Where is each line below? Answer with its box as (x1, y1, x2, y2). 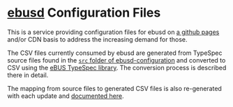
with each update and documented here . (7, 92, 124, 100)
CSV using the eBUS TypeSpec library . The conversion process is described (7, 63, 227, 72)
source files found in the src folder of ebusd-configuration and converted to (7, 56, 226, 64)
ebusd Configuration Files (7, 5, 161, 21)
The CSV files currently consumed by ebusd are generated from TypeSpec (7, 49, 223, 57)
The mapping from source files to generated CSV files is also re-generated (7, 84, 222, 92)
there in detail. (7, 71, 49, 79)
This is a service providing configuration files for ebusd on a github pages (7, 28, 220, 36)
